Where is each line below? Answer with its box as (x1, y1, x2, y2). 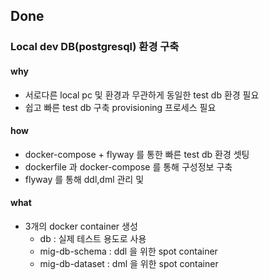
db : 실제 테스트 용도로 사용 (39, 232, 147, 244)
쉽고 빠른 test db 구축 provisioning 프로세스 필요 (24, 101, 217, 113)
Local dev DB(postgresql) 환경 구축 (10, 40, 180, 54)
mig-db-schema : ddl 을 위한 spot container (39, 245, 218, 257)
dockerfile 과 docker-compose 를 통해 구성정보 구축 (24, 160, 233, 173)
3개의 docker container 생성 (24, 220, 138, 232)
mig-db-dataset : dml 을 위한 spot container (39, 257, 219, 269)
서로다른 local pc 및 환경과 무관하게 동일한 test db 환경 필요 (24, 89, 260, 101)
